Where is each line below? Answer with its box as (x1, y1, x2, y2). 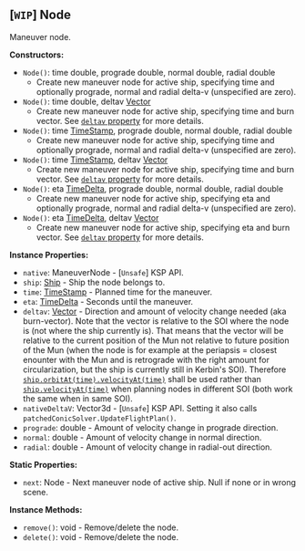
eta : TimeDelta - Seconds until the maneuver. (22, 296, 194, 307)
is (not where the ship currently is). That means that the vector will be (22, 325, 284, 336)
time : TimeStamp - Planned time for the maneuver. (22, 286, 213, 297)
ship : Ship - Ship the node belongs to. (22, 276, 166, 287)
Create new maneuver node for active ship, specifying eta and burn (36, 222, 290, 233)
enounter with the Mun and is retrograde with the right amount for (22, 354, 270, 365)
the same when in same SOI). (22, 392, 134, 404)
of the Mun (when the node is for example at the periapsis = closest (22, 344, 278, 355)
